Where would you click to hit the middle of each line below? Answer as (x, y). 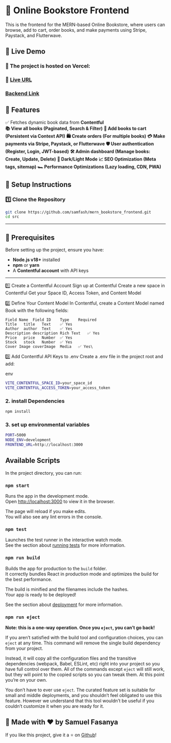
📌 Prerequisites (30, 237)
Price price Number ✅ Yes (39, 338)
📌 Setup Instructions (38, 185)
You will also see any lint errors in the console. (54, 517)
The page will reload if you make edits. (46, 512)
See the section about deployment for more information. (64, 605)
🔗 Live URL (19, 80)
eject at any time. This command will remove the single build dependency (83, 643)
